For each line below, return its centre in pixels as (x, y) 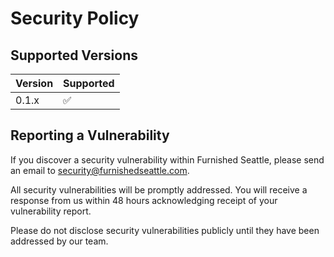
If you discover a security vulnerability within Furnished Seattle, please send (167, 159)
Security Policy (75, 18)
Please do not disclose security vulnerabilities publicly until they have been (165, 230)
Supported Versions (74, 55)
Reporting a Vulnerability (90, 135)
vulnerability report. (51, 211)
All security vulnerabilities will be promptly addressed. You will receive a (159, 189)
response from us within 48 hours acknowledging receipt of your (144, 200)
